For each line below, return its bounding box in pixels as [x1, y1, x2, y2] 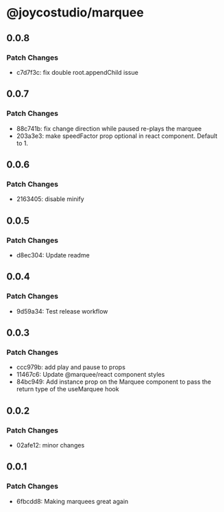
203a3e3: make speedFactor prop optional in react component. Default [16, 132, 218, 140]
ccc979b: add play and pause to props [16, 363, 126, 371]
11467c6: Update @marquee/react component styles [16, 371, 165, 379]
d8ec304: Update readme [16, 251, 90, 259]
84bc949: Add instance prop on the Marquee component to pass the [16, 377, 212, 386]
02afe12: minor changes [16, 441, 85, 449]
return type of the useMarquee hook [16, 385, 119, 393]
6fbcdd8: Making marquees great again [16, 497, 129, 505]
